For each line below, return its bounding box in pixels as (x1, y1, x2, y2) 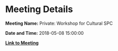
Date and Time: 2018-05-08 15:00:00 (5, 30, 84, 36)
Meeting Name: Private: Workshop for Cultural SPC (5, 20, 113, 26)
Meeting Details (5, 4, 73, 15)
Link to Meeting (5, 39, 39, 46)
